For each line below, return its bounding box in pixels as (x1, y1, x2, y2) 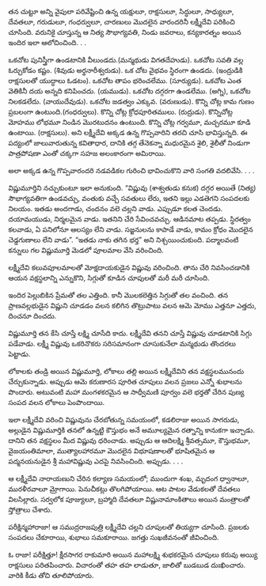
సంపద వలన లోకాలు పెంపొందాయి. (8, 398, 105, 406)
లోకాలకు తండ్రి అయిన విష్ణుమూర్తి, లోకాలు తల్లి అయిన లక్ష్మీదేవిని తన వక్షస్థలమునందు (8, 367, 245, 376)
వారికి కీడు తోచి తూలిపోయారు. (8, 571, 94, 580)
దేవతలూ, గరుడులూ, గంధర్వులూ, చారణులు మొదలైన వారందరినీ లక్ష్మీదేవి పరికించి (8, 17, 235, 26)
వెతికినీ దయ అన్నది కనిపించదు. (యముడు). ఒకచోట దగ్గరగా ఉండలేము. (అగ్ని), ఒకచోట (8, 86, 251, 96)
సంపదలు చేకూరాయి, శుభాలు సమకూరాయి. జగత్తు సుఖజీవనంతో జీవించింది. (8, 533, 219, 542)
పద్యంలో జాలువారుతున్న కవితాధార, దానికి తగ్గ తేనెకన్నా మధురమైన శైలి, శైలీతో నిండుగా (8, 138, 251, 147)
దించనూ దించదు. (8, 312, 57, 320)
